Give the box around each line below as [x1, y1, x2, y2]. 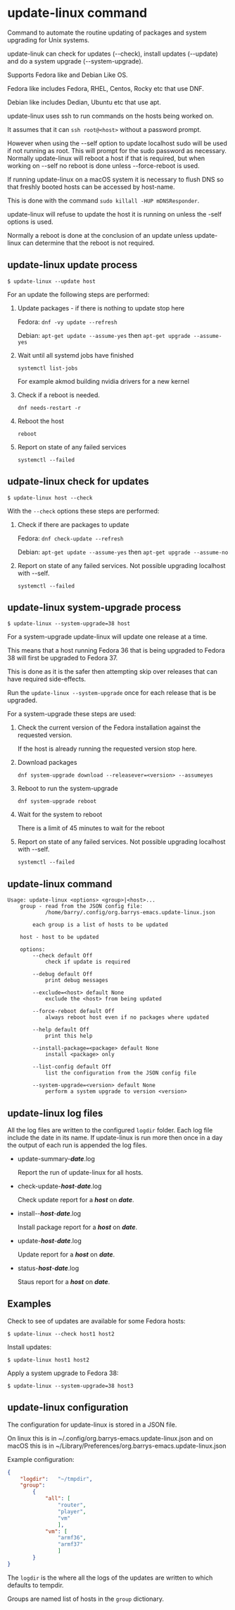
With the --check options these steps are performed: [7, 507, 160, 515]
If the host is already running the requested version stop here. [17, 744, 197, 753]
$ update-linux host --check [7, 494, 93, 502]
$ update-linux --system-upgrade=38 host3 [7, 1382, 134, 1389]
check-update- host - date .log [17, 1182, 102, 1190]
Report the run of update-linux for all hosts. [17, 1168, 144, 1176]
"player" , [57, 1508, 87, 1515]
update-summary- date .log [17, 1155, 95, 1163]
